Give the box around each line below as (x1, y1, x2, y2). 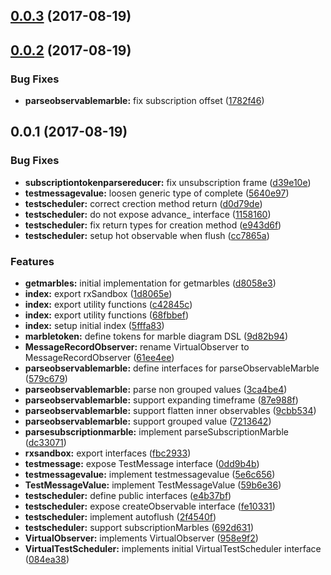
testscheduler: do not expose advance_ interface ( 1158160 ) (24, 208, 272, 220)
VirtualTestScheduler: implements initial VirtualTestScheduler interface (24, 543, 322, 555)
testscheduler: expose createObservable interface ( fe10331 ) (24, 500, 276, 513)
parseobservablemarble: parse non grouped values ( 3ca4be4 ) (24, 384, 288, 396)
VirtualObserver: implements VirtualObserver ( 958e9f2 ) (24, 532, 259, 544)
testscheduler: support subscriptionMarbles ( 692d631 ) (24, 522, 255, 534)
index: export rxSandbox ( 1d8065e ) (24, 288, 173, 300)
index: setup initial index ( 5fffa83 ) (24, 320, 165, 332)
